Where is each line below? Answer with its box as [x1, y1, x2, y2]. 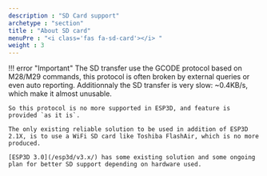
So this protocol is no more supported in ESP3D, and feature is [8, 105, 230, 113]
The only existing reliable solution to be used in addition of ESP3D [8, 126, 249, 134]
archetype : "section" [8, 19, 84, 27]
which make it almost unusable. [8, 89, 112, 98]
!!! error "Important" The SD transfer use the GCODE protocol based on [8, 63, 242, 73]
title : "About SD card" [8, 26, 91, 34]
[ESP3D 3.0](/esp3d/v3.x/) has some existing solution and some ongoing [8, 154, 256, 162]
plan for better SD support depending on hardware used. [8, 161, 202, 169]
